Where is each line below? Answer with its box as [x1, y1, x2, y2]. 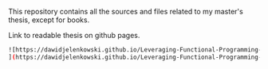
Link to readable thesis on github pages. [8, 31, 140, 40]
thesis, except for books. [8, 15, 90, 25]
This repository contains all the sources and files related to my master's [8, 7, 243, 16]
